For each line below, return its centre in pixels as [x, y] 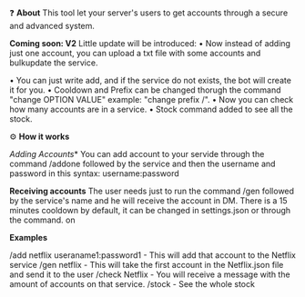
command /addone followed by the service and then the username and [142, 163]
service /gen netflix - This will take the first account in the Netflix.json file [147, 265]
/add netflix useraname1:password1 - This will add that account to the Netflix [152, 255]
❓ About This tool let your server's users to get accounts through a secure [149, 13]
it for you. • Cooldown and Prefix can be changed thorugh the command [145, 90]
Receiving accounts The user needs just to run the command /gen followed [152, 191]
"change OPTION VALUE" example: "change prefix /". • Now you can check [152, 99]
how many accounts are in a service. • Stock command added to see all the [151, 109]
